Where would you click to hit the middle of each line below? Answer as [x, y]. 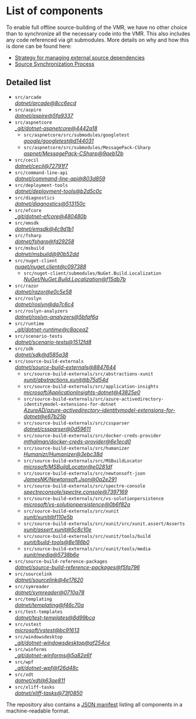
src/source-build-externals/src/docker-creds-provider [92, 436]
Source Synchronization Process [54, 64]
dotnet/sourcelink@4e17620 [49, 580]
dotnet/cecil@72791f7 [41, 166]
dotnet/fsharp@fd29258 [45, 241]
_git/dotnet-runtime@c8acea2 [51, 329]
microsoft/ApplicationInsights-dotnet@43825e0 [82, 392]
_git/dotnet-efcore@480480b [50, 216]
